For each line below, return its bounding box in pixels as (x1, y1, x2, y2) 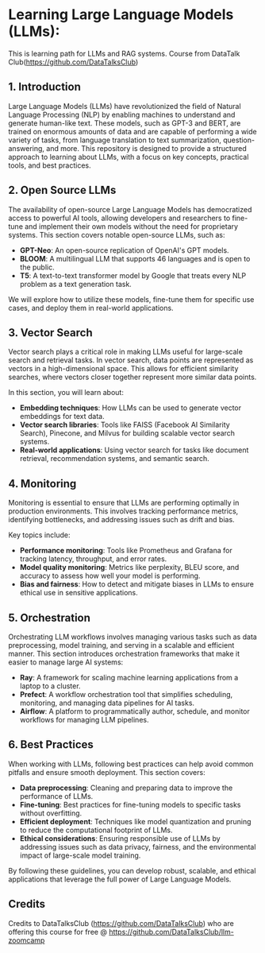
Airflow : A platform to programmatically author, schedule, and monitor (19, 707, 250, 716)
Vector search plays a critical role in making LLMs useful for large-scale (8, 347, 244, 357)
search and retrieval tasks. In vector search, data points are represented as (8, 355, 254, 365)
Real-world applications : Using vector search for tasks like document (19, 445, 249, 455)
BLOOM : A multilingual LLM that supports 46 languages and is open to (19, 254, 251, 263)
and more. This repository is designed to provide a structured (46, 143, 248, 153)
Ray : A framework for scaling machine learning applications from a (19, 673, 239, 682)
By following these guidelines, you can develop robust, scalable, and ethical (8, 866, 256, 875)
